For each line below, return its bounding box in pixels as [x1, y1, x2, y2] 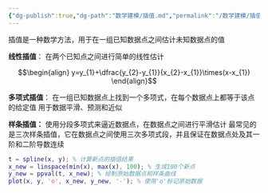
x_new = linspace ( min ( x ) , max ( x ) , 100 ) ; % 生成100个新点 [8, 163, 195, 171]
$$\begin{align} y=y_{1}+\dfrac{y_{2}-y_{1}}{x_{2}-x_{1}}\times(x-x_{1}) [18, 67, 250, 77]
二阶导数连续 [22, 139, 65, 148]
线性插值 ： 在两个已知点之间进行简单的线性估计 [8, 51, 164, 61]
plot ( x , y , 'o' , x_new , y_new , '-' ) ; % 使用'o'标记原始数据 [8, 177, 203, 186]
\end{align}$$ [111, 76, 157, 85]
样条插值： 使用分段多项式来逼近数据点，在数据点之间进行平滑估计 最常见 [8, 119, 250, 128]
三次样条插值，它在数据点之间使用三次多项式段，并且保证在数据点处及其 [14, 129, 253, 139]
